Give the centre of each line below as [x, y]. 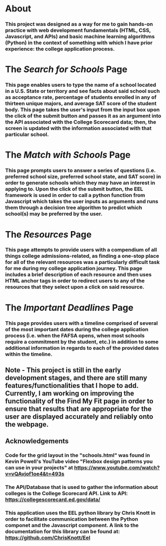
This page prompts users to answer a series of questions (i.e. [81, 171]
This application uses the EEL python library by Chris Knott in [81, 513]
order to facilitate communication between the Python [72, 519]
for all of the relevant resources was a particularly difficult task [83, 262]
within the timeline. [29, 354]
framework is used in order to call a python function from [75, 195]
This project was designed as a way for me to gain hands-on [79, 24]
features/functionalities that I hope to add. [72, 386]
